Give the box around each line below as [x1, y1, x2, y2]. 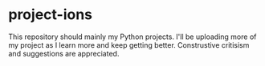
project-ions [8, 6, 93, 24]
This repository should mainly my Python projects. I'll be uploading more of [8, 32, 257, 41]
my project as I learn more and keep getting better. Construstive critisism [8, 40, 250, 49]
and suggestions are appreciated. [8, 49, 120, 58]
